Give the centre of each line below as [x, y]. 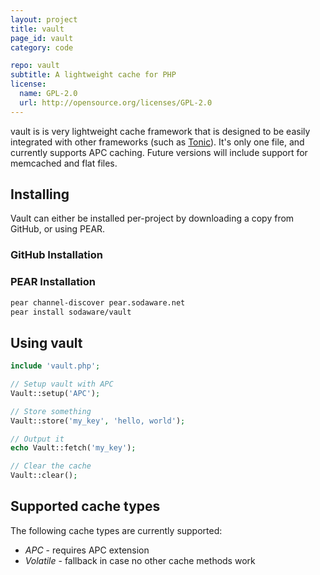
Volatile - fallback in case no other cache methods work [140, 560]
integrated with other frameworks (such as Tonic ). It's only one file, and [157, 142]
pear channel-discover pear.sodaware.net [98, 302]
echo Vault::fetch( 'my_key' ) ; [73, 448]
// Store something [51, 411]
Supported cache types [85, 506]
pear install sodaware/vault [71, 312]
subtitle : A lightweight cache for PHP [93, 75]
